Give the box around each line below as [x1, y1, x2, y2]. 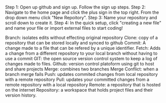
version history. [5, 92, 37, 98]
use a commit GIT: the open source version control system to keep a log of [5, 56, 158, 61]
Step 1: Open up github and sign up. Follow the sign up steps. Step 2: [5, 4, 146, 10]
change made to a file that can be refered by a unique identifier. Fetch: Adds [5, 45, 161, 51]
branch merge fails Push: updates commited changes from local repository [5, 71, 158, 77]
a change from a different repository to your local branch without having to [5, 50, 158, 56]
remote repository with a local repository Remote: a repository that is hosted [5, 82, 161, 88]
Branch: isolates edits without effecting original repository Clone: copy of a [5, 34, 158, 40]
